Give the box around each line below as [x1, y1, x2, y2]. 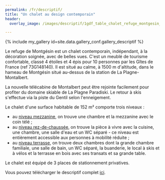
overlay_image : [9, 21, 41, 26]
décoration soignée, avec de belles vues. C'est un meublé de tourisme [5, 54, 148, 60]
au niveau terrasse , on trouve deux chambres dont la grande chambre [12, 140, 154, 146]
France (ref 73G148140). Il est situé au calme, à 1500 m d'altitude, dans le [5, 64, 154, 70]
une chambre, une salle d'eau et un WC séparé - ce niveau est [12, 129, 139, 136]
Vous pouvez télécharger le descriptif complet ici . [5, 170, 106, 176]
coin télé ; [12, 119, 33, 125]
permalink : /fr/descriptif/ [5, 7, 63, 12]
